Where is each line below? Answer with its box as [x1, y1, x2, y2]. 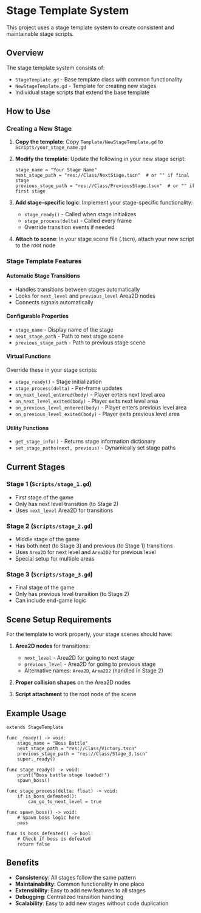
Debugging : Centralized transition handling [15, 893, 124, 900]
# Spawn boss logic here [17, 815, 80, 821]
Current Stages [6, 462, 66, 472]
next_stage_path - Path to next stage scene [15, 332, 124, 340]
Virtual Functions [6, 353, 51, 360]
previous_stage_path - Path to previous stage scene [15, 338, 146, 346]
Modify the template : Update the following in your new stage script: [15, 156, 186, 163]
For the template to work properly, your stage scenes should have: [6, 631, 173, 638]
